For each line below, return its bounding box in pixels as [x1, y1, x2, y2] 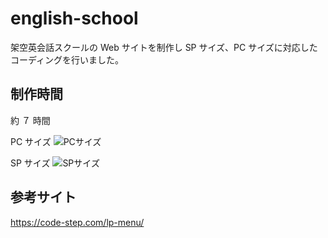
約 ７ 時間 [10, 114, 51, 126]
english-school [10, 7, 139, 30]
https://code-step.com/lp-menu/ [10, 216, 145, 228]
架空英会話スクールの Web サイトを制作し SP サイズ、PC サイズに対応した [10, 41, 318, 53]
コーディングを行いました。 [10, 53, 125, 66]
